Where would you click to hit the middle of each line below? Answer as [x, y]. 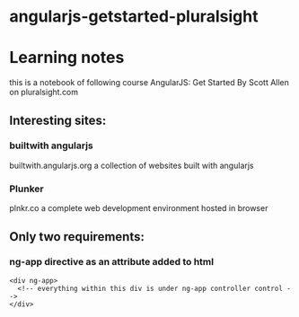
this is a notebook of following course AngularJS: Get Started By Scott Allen [149, 83]
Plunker [26, 189]
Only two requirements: [77, 237]
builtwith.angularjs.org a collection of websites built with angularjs [132, 165]
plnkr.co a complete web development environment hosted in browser [139, 208]
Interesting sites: [58, 120]
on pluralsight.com [44, 92]
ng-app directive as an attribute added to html [111, 262]
